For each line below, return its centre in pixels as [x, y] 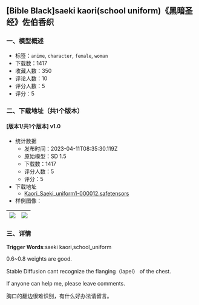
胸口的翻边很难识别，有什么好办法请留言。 [59, 296]
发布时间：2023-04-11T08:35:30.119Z [71, 148]
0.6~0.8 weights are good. [39, 259]
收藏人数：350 [33, 70]
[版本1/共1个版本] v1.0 [34, 126]
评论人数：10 [31, 78]
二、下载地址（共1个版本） [45, 111]
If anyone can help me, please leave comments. [66, 284]
